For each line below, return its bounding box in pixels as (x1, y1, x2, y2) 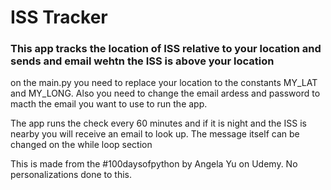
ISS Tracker (10, 6, 108, 29)
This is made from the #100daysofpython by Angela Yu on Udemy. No (10, 158, 298, 170)
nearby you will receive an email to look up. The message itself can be (10, 128, 300, 140)
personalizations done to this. (10, 169, 133, 181)
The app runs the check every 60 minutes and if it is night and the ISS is (10, 117, 307, 130)
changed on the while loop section (10, 139, 153, 151)
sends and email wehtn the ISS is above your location (10, 54, 275, 68)
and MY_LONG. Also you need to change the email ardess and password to (10, 87, 321, 100)
